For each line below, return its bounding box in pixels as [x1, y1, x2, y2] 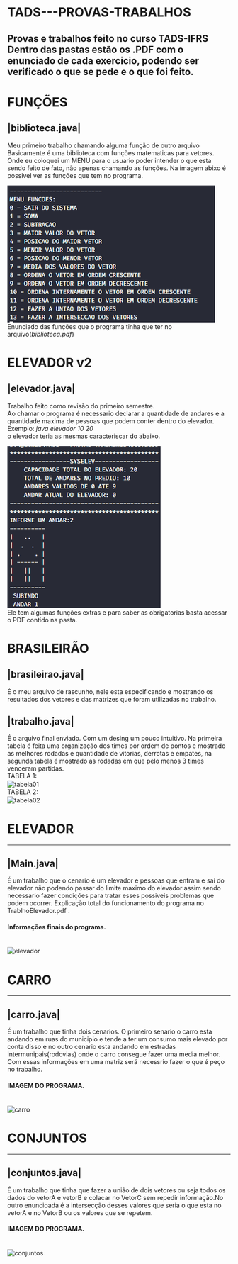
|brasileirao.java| [7, 669, 85, 681]
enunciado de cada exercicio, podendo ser [7, 55, 200, 67]
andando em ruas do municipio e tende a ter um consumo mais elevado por [7, 1035, 228, 1044]
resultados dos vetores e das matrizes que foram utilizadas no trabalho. [7, 695, 217, 703]
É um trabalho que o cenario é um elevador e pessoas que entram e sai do [7, 876, 225, 885]
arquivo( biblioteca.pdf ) [7, 330, 74, 338]
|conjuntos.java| [7, 1167, 81, 1179]
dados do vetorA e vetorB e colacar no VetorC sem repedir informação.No [7, 1193, 224, 1202]
